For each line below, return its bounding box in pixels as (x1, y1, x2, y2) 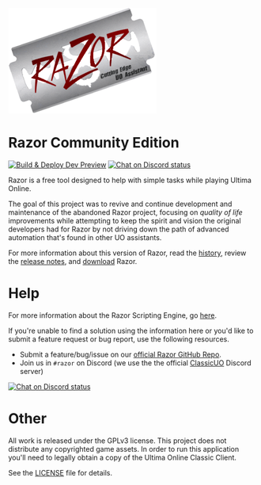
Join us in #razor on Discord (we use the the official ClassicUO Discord (19, 357, 252, 368)
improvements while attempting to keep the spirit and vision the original (8, 216, 241, 225)
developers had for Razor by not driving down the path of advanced (8, 224, 229, 234)
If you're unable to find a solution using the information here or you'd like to (8, 326, 254, 335)
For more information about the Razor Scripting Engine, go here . (8, 310, 217, 320)
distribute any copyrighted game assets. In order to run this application (8, 444, 240, 453)
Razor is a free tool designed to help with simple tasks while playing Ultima (8, 175, 252, 185)
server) (19, 366, 43, 376)
